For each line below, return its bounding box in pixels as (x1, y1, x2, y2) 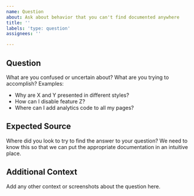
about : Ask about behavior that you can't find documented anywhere (6, 14, 180, 20)
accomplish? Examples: (6, 80, 64, 87)
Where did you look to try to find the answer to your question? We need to (6, 137, 188, 144)
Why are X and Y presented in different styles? (14, 91, 130, 99)
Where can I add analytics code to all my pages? (14, 104, 134, 111)
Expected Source (6, 121, 71, 131)
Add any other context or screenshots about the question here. (6, 182, 161, 190)
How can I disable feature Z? (14, 97, 85, 105)
